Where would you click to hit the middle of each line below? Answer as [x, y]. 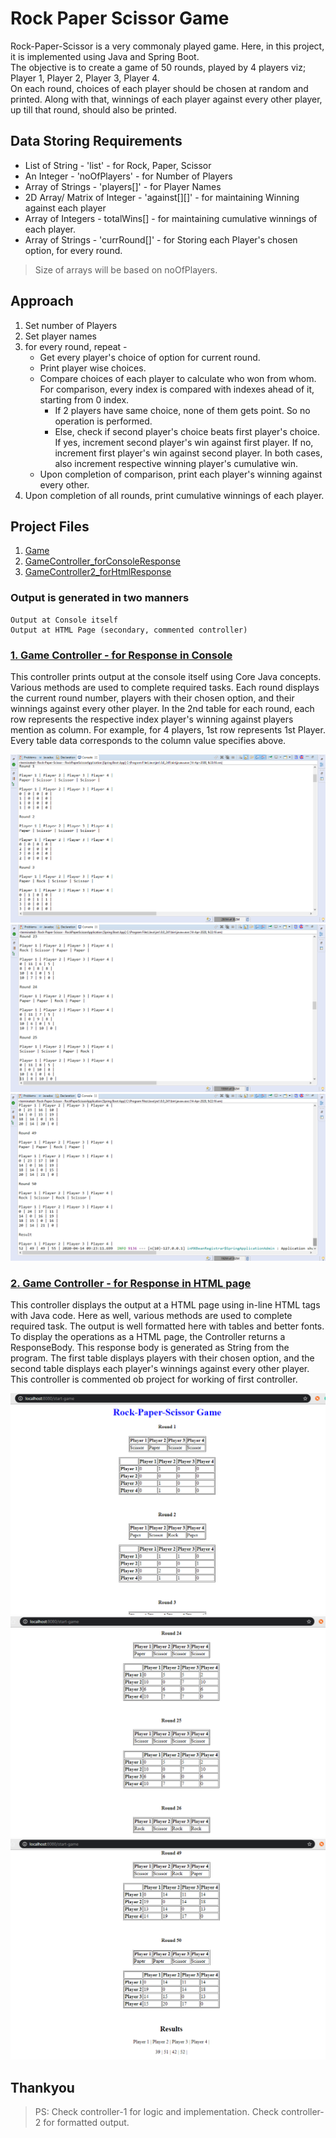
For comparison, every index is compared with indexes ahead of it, [177, 389]
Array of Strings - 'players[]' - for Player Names [123, 186]
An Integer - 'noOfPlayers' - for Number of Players [128, 176]
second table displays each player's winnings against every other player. [160, 1369]
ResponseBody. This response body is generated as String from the [150, 1348]
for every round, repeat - [76, 346]
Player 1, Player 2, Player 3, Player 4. [85, 78]
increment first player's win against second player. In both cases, [188, 453]
